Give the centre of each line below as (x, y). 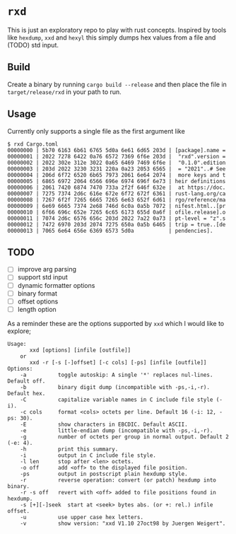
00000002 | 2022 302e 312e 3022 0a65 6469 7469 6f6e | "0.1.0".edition (117, 163)
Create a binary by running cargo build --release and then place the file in (117, 84)
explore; (19, 331)
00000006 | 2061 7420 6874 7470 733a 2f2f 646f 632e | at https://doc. (117, 187)
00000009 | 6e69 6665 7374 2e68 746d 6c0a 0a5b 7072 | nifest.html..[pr (117, 206)
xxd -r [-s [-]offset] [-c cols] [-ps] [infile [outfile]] (118, 362)
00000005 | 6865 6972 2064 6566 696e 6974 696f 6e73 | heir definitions (117, 181)
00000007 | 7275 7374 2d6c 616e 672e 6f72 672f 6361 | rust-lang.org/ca (117, 193)
